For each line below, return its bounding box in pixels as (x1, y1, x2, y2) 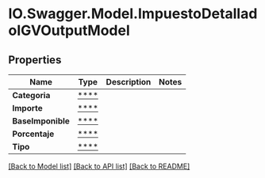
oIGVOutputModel (8, 21, 131, 40)
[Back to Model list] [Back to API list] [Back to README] (8, 161, 190, 171)
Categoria (12, 90, 51, 100)
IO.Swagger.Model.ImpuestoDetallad (8, 5, 258, 23)
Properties (8, 53, 62, 66)
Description (106, 77, 152, 87)
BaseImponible (12, 116, 70, 127)
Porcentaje (12, 128, 55, 139)
